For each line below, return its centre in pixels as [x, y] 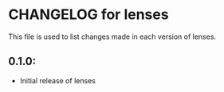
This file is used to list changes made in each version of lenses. [112, 36]
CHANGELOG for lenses [88, 15]
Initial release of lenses [57, 80]
